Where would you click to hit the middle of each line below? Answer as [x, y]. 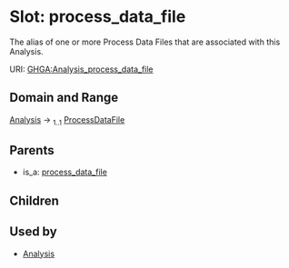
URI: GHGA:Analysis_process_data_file [81, 69]
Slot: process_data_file [98, 17]
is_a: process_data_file [65, 172]
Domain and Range [64, 98]
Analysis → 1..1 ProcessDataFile [67, 120]
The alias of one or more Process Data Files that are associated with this [145, 42]
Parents [32, 150]
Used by [33, 232]
